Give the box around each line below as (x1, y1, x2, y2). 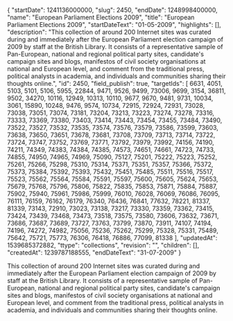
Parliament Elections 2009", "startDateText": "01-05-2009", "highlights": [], (7, 21, 222, 28)
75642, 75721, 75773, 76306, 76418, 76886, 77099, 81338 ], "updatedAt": (7, 234, 218, 241)
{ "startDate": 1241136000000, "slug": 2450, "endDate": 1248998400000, (7, 6, 218, 14)
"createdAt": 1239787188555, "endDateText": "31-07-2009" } (7, 248, 182, 257)
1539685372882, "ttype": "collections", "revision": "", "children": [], (7, 241, 200, 249)
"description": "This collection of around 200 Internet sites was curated (7, 28, 212, 36)
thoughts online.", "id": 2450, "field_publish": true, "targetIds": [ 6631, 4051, (7, 80, 223, 87)
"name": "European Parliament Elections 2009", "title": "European (7, 13, 195, 21)
